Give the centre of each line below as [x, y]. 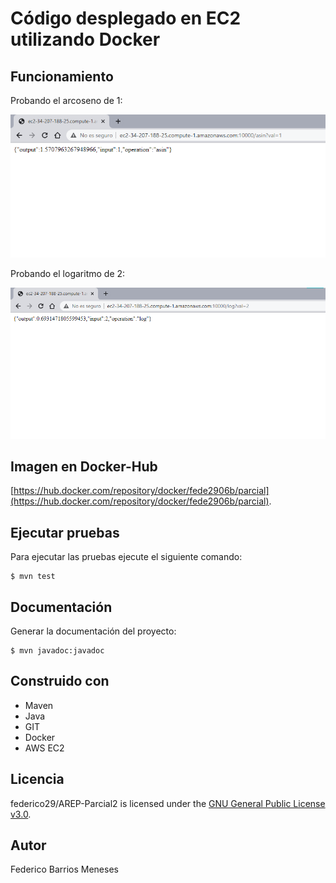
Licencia [37, 779]
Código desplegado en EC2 [126, 18]
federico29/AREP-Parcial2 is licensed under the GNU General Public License [168, 803]
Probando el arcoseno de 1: [66, 100]
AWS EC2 [44, 748]
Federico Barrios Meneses [64, 869]
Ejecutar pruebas [65, 532]
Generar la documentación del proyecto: [93, 631]
